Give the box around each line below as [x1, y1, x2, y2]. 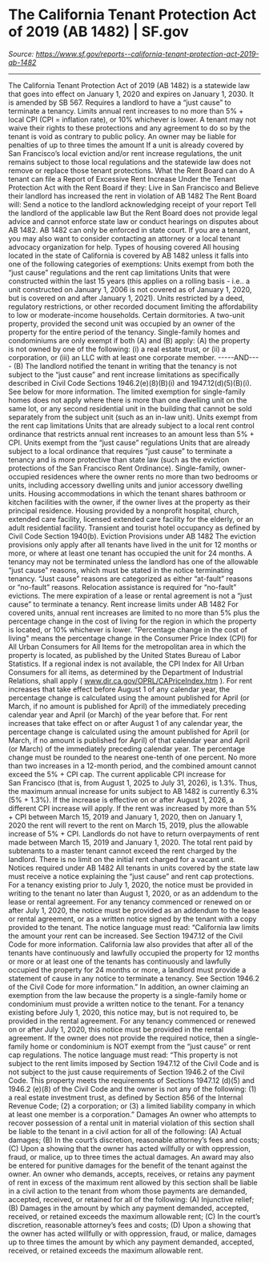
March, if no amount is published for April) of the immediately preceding [8, 701, 247, 711]
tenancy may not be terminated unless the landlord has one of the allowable [8, 556, 259, 566]
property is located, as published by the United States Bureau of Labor [8, 650, 242, 660]
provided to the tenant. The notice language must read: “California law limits [8, 922, 259, 932]
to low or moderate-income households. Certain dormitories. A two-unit [8, 310, 245, 319]
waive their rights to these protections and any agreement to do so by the [8, 122, 251, 133]
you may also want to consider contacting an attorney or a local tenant [8, 234, 242, 243]
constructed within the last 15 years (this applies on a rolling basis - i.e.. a [8, 276, 251, 286]
